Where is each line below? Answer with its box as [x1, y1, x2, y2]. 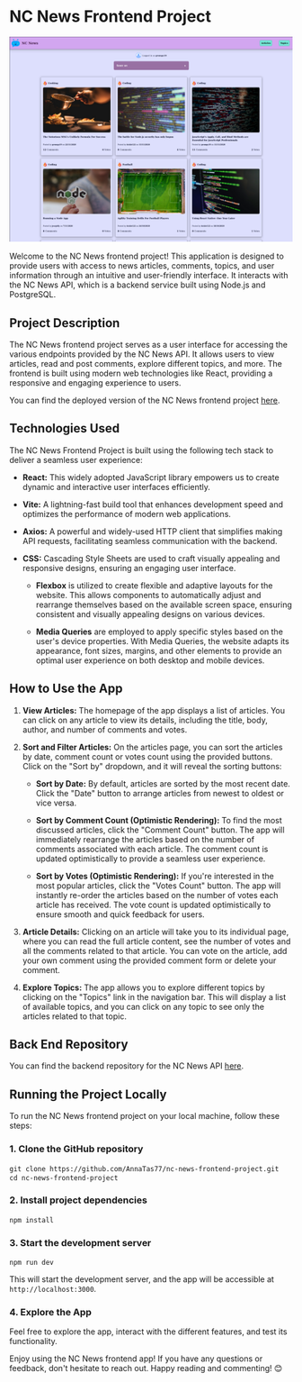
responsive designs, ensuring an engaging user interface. [22, 562, 236, 573]
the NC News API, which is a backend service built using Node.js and [9, 279, 266, 290]
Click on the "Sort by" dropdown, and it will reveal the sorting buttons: [22, 760, 282, 771]
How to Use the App [9, 681, 123, 696]
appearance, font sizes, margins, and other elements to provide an [35, 645, 282, 656]
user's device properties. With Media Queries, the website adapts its [35, 635, 289, 646]
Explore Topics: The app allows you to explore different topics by [22, 982, 265, 993]
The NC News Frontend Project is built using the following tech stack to [9, 444, 274, 456]
